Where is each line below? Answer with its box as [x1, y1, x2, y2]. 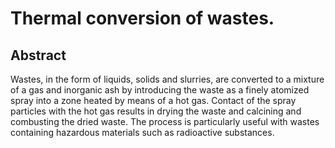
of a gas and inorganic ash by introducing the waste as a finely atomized [10, 84, 310, 96]
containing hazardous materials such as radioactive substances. [10, 127, 275, 138]
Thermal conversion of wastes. [10, 7, 275, 30]
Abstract [10, 47, 67, 64]
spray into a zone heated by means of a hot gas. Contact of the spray [10, 95, 297, 106]
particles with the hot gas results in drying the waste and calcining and [10, 105, 302, 117]
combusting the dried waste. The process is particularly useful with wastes [10, 116, 320, 127]
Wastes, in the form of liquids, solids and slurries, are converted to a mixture [10, 73, 325, 85]
